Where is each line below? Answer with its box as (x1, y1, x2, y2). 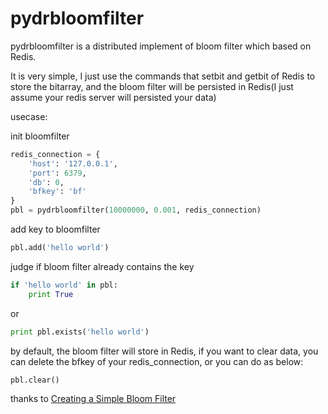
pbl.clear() (10, 375, 60, 385)
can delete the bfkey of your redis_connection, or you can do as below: (10, 355, 304, 367)
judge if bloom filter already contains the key (10, 260, 195, 272)
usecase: (10, 110, 48, 122)
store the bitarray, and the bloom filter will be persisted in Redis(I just (10, 80, 294, 92)
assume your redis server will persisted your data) (10, 91, 217, 103)
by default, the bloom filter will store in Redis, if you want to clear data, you (10, 345, 319, 357)
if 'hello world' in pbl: (10, 280, 118, 290)
